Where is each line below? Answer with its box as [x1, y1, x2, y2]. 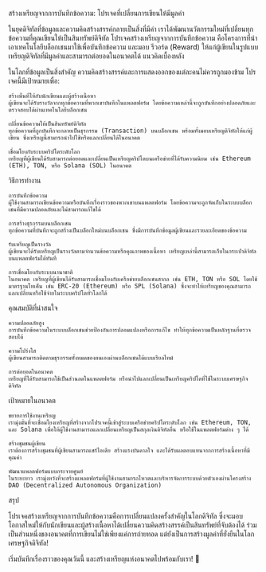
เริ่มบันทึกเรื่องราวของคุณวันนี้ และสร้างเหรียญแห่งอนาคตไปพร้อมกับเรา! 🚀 [8, 554, 201, 563]
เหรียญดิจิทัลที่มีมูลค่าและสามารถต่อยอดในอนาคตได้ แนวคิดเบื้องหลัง [8, 51, 185, 61]
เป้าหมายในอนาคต [8, 396, 56, 405]
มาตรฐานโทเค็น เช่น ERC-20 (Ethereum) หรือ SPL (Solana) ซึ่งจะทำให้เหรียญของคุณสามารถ [8, 282, 251, 290]
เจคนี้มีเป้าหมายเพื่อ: [8, 76, 60, 85]
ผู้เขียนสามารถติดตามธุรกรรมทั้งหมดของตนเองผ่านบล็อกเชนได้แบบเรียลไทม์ [8, 354, 174, 362]
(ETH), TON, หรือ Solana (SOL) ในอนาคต [8, 162, 132, 170]
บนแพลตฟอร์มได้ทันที [8, 254, 57, 262]
